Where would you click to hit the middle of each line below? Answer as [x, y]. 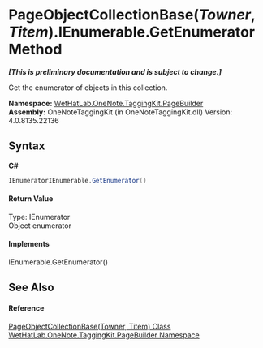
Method [35, 49]
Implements [29, 244]
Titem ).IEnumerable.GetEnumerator [132, 32]
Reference [26, 308]
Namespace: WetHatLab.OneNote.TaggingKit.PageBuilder [106, 103]
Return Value [31, 199]
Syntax [27, 146]
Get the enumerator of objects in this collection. [88, 88]
